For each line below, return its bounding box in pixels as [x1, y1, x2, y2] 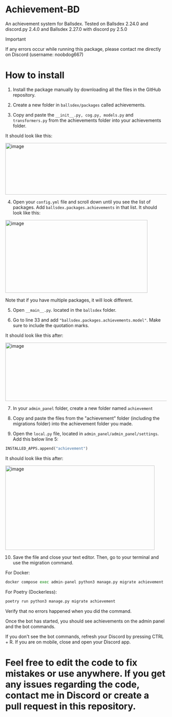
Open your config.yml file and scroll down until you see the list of [12, 199, 151, 205]
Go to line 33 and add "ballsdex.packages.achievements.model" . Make [12, 317, 161, 323]
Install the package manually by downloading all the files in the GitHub [12, 86, 161, 92]
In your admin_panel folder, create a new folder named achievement [12, 405, 154, 411]
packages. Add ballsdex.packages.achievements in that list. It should [12, 204, 157, 210]
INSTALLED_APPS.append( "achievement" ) [5, 446, 88, 451]
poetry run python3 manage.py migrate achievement [5, 598, 116, 604]
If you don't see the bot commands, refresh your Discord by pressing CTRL [5, 633, 164, 639]
